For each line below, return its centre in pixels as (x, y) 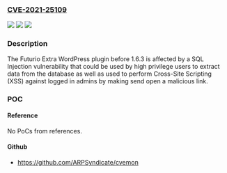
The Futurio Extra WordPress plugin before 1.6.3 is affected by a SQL (105, 59)
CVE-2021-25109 (37, 10)
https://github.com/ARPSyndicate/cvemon (78, 162)
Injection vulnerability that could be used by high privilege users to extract (114, 66)
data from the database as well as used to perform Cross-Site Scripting (110, 74)
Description (28, 44)
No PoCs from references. (45, 131)
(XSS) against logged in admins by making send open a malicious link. (108, 81)
